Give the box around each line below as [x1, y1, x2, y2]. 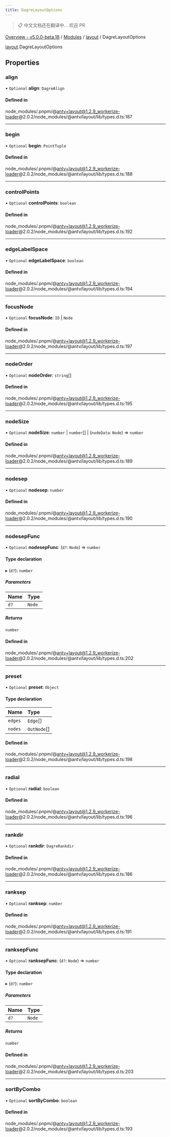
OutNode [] [27, 725, 50, 733]
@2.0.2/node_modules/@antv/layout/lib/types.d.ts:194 [18, 286, 133, 292]
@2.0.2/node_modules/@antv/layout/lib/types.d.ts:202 [18, 655, 134, 661]
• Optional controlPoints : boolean [5, 200, 76, 206]
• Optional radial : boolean [5, 785, 60, 792]
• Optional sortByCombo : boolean [5, 1097, 77, 1103]
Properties [5, 59, 40, 67]
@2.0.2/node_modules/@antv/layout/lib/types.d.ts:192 [18, 228, 133, 235]
